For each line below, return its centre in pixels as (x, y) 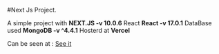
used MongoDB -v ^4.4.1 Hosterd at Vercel (68, 30)
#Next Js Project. (32, 10)
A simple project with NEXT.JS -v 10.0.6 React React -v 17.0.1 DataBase (109, 23)
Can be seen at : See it (39, 43)
